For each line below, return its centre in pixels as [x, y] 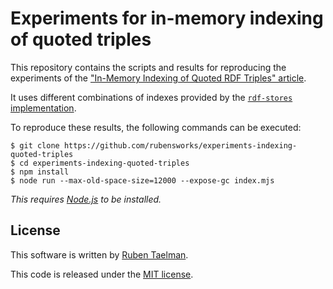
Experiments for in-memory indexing [167, 18]
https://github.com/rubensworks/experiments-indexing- [180, 145]
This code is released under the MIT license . [102, 274]
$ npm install [40, 172]
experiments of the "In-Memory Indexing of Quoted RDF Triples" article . [158, 78]
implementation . [43, 108]
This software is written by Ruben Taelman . [99, 254]
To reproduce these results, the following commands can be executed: [156, 127]
